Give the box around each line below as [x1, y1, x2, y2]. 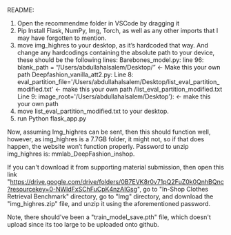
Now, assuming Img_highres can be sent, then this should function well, [7, 127, 211, 136]
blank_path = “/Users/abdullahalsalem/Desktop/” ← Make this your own [17, 63, 221, 71]
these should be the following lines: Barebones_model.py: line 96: [17, 56, 204, 64]
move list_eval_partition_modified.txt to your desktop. [17, 107, 169, 115]
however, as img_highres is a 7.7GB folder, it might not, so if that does [7, 135, 205, 143]
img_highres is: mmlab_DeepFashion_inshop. [7, 150, 135, 158]
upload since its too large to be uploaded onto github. [7, 221, 160, 228]
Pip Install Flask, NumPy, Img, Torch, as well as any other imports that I [17, 27, 219, 34]
